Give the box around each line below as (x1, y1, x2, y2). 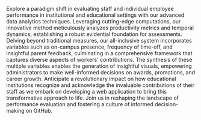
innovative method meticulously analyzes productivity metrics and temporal (6, 24, 194, 31)
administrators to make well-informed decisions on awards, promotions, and (6, 69, 196, 76)
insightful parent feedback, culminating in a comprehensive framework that (6, 50, 193, 56)
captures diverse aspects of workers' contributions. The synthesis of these (6, 56, 193, 63)
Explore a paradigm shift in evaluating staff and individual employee (6, 5, 175, 12)
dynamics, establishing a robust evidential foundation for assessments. (6, 31, 182, 38)
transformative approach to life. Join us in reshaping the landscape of (6, 94, 179, 101)
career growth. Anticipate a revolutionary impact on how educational (6, 75, 176, 82)
